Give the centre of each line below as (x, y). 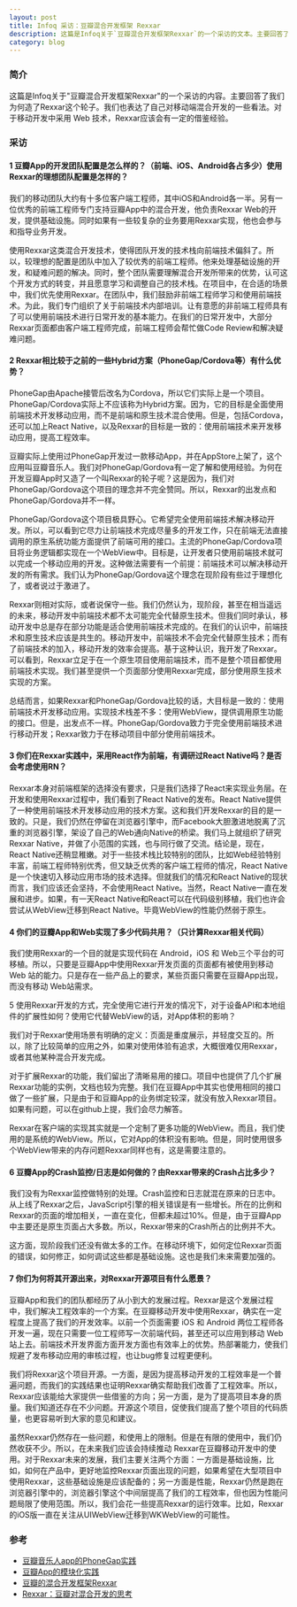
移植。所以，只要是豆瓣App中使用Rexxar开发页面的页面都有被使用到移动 (141, 964)
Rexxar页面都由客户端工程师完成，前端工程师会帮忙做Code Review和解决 (142, 328)
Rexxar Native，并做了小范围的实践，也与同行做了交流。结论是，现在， (139, 844)
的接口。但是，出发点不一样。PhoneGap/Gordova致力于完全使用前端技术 (142, 722)
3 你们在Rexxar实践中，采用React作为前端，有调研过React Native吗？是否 (145, 756)
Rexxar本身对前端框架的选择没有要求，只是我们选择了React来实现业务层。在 (148, 788)
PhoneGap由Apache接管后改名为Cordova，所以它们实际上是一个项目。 (139, 393)
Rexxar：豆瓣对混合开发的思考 (77, 1594)
